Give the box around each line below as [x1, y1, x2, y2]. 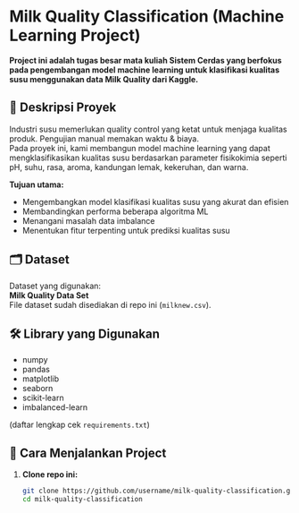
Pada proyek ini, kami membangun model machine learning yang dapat [9, 142, 270, 153]
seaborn [21, 383, 54, 394]
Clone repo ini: [21, 469, 79, 480]
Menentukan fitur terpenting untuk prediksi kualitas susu [21, 225, 230, 235]
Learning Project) [9, 25, 141, 46]
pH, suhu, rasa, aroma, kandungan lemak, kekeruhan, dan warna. [9, 161, 249, 172]
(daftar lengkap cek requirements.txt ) [9, 419, 150, 431]
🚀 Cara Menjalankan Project [9, 445, 167, 460]
